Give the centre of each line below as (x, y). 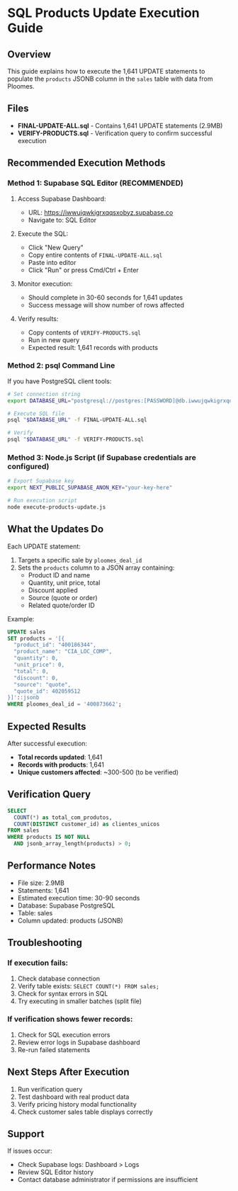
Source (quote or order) (63, 597)
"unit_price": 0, (39, 665)
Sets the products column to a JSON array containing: (96, 568)
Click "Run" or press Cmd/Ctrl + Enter (84, 270)
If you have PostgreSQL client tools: (59, 381)
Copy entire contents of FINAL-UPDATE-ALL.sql (95, 255)
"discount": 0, (36, 678)
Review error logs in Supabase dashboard (79, 1042)
